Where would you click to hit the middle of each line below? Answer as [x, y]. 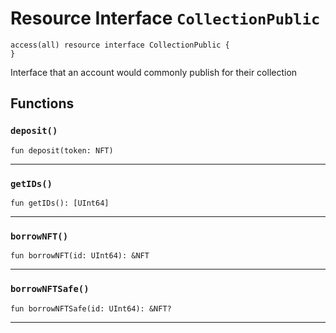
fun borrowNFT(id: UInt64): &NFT [80, 256]
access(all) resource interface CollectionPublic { [120, 45]
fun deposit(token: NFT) [62, 150]
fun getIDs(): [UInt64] [60, 203]
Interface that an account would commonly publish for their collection [154, 72]
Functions [42, 103]
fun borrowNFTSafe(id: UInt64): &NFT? [91, 308]
